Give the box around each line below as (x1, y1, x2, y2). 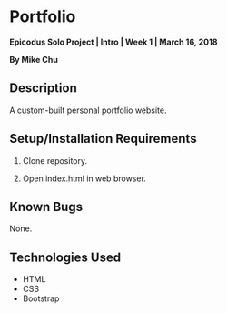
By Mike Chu (9, 54, 59, 65)
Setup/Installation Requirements (9, 131, 197, 146)
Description (9, 80, 77, 96)
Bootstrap (22, 293, 60, 304)
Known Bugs (9, 198, 84, 215)
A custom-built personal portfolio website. (9, 105, 167, 116)
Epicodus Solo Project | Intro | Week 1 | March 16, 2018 (9, 36, 218, 47)
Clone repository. (22, 155, 88, 166)
